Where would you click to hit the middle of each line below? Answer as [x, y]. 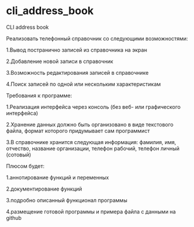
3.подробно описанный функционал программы [67, 200]
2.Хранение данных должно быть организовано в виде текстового [90, 124]
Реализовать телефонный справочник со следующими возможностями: [97, 38]
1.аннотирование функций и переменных [58, 177]
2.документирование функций [44, 189]
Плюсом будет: [26, 166]
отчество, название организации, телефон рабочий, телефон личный [93, 148]
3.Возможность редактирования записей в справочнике [77, 72]
